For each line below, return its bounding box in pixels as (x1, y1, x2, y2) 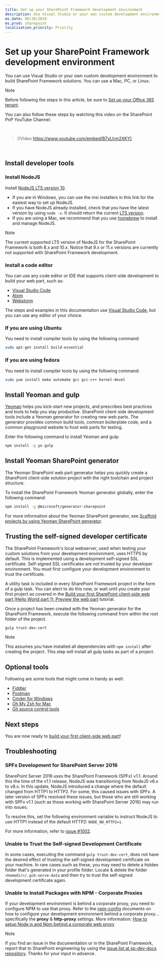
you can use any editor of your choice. (5, 313, 83, 319)
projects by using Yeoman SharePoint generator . (5, 518, 102, 524)
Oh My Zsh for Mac (12, 701, 51, 707)
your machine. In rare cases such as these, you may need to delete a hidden (5, 862, 159, 868)
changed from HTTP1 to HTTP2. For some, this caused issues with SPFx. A (5, 788, 156, 794)
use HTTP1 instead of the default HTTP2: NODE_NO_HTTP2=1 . (5, 819, 123, 824)
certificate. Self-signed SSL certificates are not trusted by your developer (5, 561, 153, 566)
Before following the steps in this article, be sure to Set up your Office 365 (5, 97, 155, 103)
